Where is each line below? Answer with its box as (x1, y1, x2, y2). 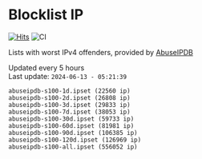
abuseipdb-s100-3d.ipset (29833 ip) (8, 101, 131, 109)
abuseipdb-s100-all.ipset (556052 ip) (8, 142, 138, 151)
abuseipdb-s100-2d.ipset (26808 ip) (8, 93, 131, 101)
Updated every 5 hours (8, 62, 85, 73)
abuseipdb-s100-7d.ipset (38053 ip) (8, 108, 131, 116)
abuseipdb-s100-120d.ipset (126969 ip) (8, 136, 142, 144)
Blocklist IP (8, 6, 84, 24)
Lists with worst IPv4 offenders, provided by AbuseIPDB (8, 47, 194, 57)
